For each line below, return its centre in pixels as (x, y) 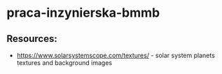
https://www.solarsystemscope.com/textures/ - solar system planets (116, 55)
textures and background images (64, 63)
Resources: (32, 39)
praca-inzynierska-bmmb (83, 13)
